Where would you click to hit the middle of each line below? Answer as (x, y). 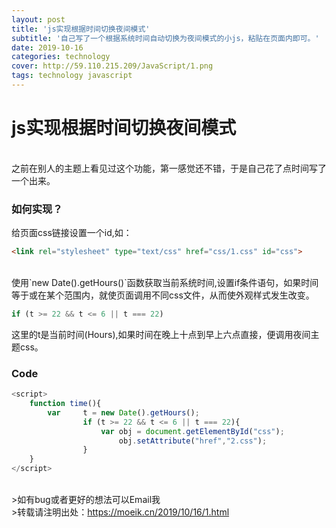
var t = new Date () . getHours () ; (123, 412)
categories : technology (61, 57)
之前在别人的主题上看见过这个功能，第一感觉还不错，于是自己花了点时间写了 (169, 168)
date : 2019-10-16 (47, 47)
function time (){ (65, 404)
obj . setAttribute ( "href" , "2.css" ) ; (193, 441)
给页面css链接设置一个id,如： (72, 233)
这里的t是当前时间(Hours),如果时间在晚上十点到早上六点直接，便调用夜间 (161, 334)
